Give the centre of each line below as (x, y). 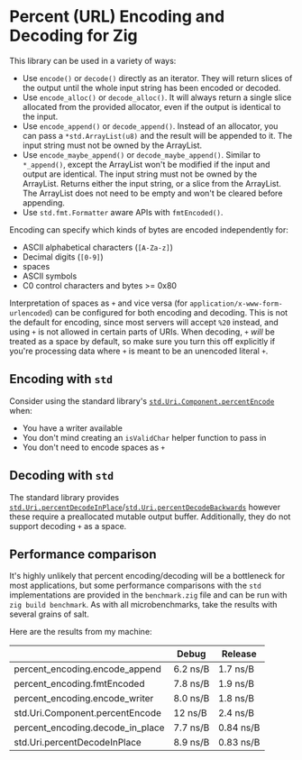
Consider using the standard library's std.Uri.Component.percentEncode (142, 401)
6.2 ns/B (192, 669)
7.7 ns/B (192, 728)
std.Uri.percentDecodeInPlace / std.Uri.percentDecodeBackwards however (145, 507)
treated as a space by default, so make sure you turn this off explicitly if (142, 341)
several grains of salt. (50, 614)
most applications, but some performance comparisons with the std (135, 586)
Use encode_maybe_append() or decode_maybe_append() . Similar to (142, 154)
